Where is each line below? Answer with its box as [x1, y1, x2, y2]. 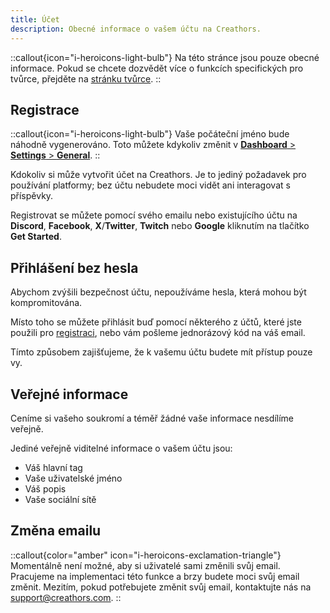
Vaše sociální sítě [24, 493, 97, 505]
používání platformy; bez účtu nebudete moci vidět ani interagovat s [10, 179, 291, 191]
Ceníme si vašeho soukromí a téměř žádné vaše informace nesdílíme [10, 412, 294, 424]
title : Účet [10, 14, 60, 25]
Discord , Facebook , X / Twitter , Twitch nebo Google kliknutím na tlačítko [10, 220, 310, 232]
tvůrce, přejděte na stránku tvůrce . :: [10, 72, 162, 85]
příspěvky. [10, 190, 54, 202]
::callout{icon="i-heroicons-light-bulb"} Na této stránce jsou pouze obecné [10, 51, 320, 63]
